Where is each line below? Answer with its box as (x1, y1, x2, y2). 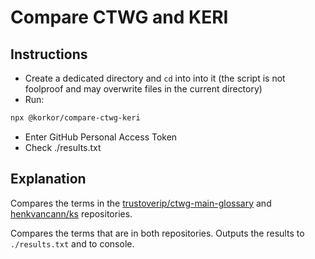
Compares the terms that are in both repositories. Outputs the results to (10, 227, 305, 239)
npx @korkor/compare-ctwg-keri (10, 113, 141, 123)
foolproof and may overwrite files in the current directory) (24, 83, 263, 95)
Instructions (10, 46, 88, 63)
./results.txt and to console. (10, 237, 135, 250)
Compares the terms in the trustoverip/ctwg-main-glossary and (10, 197, 272, 209)
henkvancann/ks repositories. (10, 207, 133, 220)
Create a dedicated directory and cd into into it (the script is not (24, 72, 286, 84)
